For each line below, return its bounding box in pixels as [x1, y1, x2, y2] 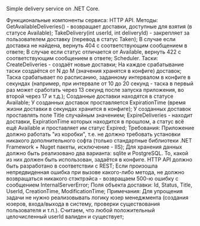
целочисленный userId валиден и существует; [6, 213, 124, 220]
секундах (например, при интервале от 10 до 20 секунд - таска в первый [6, 80, 194, 87]
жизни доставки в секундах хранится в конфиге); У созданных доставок [6, 106, 192, 112]
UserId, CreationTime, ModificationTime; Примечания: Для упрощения [6, 188, 183, 194]
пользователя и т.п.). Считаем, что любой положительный [6, 207, 155, 213]
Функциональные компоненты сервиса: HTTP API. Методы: [6, 17, 158, 23]
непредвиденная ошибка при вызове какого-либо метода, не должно [6, 169, 185, 175]
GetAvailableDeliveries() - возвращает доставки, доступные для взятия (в [6, 23, 192, 30]
